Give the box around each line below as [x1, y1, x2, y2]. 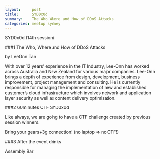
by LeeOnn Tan [5, 54, 36, 60]
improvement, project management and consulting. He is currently [5, 79, 141, 85]
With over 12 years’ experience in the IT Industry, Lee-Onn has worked [5, 63, 150, 69]
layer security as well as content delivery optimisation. [5, 95, 116, 101]
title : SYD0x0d [5, 12, 48, 17]
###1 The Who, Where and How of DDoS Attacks [5, 44, 106, 50]
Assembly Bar [5, 148, 34, 154]
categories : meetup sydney [5, 21, 61, 26]
